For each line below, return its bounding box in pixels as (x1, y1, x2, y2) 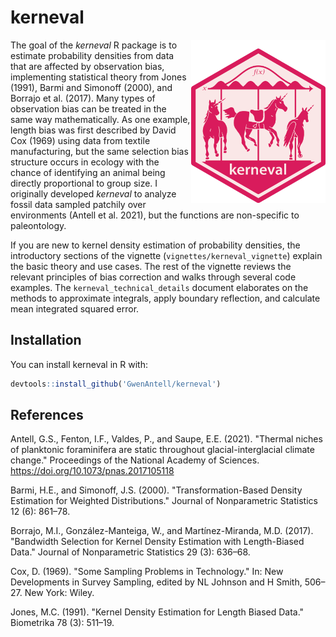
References (10, 407, 84, 424)
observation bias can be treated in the (10, 102, 167, 115)
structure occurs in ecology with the (10, 156, 160, 168)
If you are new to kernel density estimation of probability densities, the (10, 239, 301, 251)
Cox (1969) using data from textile (10, 134, 151, 146)
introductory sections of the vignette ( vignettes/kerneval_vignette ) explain (10, 249, 323, 261)
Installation (10, 332, 82, 349)
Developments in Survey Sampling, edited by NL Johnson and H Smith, (10, 576, 303, 588)
